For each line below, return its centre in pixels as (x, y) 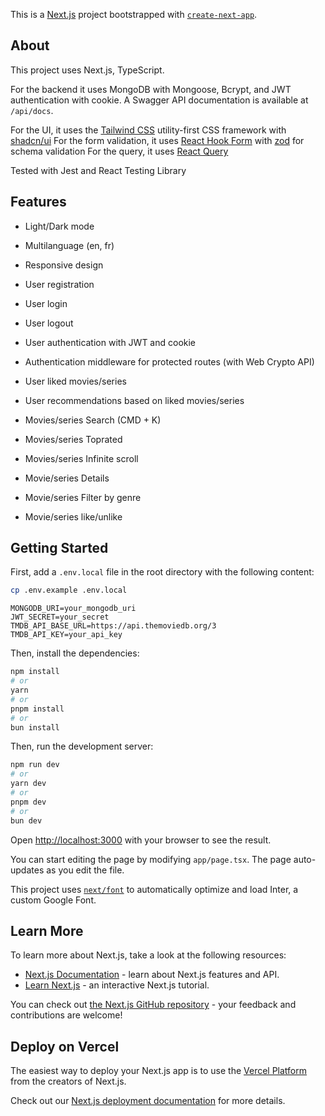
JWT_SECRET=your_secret (60, 617)
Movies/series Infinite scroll (81, 458)
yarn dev (28, 784)
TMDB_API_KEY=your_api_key (66, 635)
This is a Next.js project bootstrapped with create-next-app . (134, 14)
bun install (35, 727)
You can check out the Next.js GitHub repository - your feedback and (153, 1005)
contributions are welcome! (66, 1015)
